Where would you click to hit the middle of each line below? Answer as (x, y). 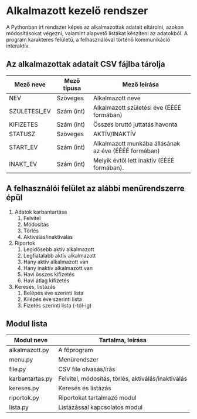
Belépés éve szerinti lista (53, 293)
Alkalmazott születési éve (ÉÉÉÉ (137, 107)
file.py (18, 369)
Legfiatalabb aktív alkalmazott (60, 255)
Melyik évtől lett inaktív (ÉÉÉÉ (134, 160)
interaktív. (18, 46)
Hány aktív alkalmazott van (56, 262)
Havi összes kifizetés (49, 274)
